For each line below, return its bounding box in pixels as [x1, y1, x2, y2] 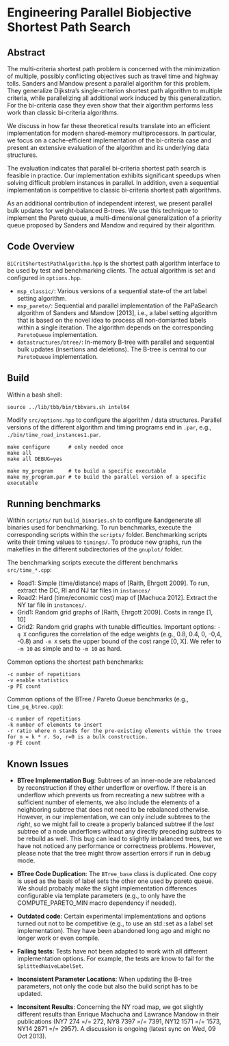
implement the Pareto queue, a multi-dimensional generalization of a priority [7, 214, 222, 222]
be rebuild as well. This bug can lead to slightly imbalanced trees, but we [16, 834, 222, 843]
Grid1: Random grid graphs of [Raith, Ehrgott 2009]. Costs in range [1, [16, 608, 213, 617]
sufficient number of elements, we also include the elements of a [16, 798, 200, 806]
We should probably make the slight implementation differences [16, 884, 197, 893]
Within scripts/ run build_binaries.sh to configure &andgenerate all [7, 516, 202, 525]
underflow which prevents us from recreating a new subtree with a [16, 791, 205, 799]
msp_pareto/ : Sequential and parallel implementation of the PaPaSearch [16, 301, 218, 310]
